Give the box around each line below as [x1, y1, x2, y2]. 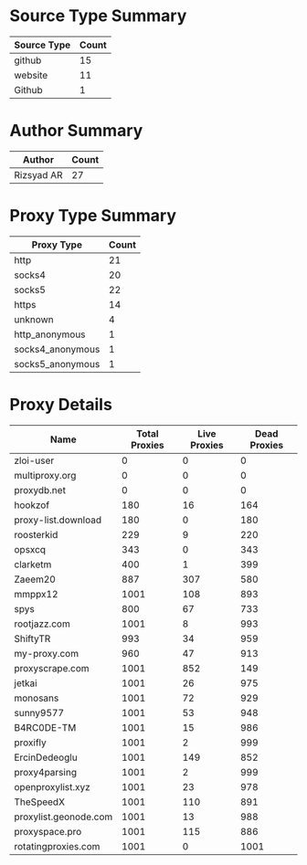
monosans [14, 691, 59, 704]
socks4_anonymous [14, 343, 101, 355]
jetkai [14, 677, 38, 690]
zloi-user [14, 454, 55, 467]
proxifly [14, 736, 48, 749]
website [14, 69, 48, 81]
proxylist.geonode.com [14, 810, 113, 823]
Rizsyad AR [14, 168, 63, 181]
